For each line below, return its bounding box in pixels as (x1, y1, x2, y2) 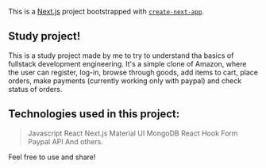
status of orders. (8, 84, 63, 94)
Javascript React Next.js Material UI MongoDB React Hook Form (27, 128, 238, 138)
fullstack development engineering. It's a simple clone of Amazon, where (8, 59, 247, 68)
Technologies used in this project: (8, 107, 180, 121)
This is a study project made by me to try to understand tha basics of (8, 51, 234, 60)
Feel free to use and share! (8, 152, 96, 162)
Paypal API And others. (27, 136, 104, 146)
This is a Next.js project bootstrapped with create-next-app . (8, 7, 205, 16)
